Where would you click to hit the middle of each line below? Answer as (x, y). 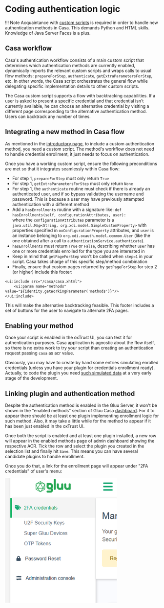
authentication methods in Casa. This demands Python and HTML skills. (77, 27)
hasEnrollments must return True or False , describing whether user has (83, 246)
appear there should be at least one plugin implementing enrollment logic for (82, 416)
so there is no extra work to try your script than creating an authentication (79, 348)
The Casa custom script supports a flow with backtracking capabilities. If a (80, 95)
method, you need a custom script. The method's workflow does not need (80, 149)
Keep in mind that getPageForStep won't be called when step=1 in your (82, 256)
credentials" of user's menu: (34, 471)
